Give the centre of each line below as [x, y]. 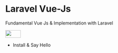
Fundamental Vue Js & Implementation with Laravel [59, 23]
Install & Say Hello [32, 45]
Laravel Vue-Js [38, 9]
